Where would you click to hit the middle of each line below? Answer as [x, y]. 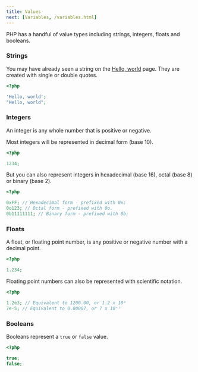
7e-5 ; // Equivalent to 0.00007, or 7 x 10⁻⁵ [63, 308]
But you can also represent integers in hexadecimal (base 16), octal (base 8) [99, 175]
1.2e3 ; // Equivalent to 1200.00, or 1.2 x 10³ [66, 303]
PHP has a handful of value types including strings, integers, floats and [93, 34]
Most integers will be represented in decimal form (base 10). [80, 142]
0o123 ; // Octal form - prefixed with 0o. [59, 209]
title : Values [24, 12]
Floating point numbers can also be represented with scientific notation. [94, 281]
